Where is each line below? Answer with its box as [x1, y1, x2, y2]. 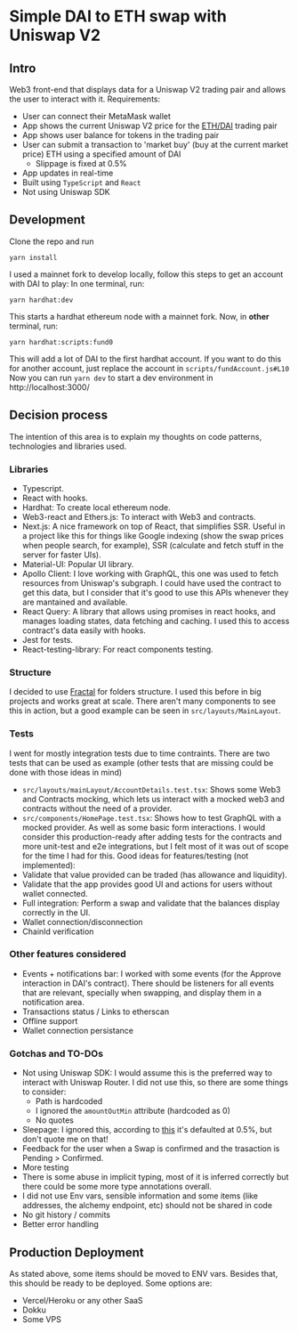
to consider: [21, 1086, 67, 1097]
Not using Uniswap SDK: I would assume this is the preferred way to [21, 1068, 273, 1078]
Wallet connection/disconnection [21, 916, 144, 927]
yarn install [9, 253, 58, 262]
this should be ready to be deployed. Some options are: [9, 1278, 213, 1288]
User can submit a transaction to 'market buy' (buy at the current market [21, 140, 289, 150]
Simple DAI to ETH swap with [9, 6, 227, 27]
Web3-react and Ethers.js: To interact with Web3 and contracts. [21, 511, 256, 522]
